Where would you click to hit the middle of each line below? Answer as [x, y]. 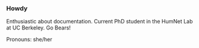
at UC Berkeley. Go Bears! [39, 28]
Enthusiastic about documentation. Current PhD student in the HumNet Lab [99, 22]
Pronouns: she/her [29, 40]
